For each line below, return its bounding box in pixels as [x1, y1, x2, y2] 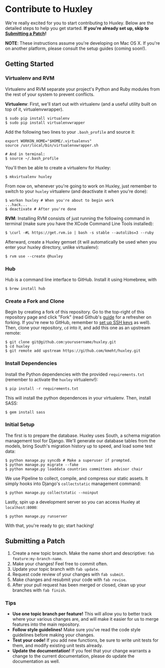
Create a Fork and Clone [5, 297, 64, 304]
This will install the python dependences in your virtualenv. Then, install [5, 395, 151, 401]
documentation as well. [12, 658, 60, 664]
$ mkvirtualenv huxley [5, 174, 52, 179]
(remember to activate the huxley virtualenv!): [5, 376, 98, 382]
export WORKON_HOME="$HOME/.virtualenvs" [5, 138, 92, 144]
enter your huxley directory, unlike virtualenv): [5, 244, 99, 250]
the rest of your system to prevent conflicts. [5, 91, 95, 97]
